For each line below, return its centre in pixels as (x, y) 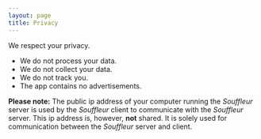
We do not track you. (54, 77)
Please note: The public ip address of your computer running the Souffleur (130, 101)
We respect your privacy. (49, 45)
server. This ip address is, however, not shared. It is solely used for (118, 118)
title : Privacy (33, 23)
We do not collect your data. (66, 69)
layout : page (30, 15)
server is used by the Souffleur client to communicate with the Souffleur (126, 109)
